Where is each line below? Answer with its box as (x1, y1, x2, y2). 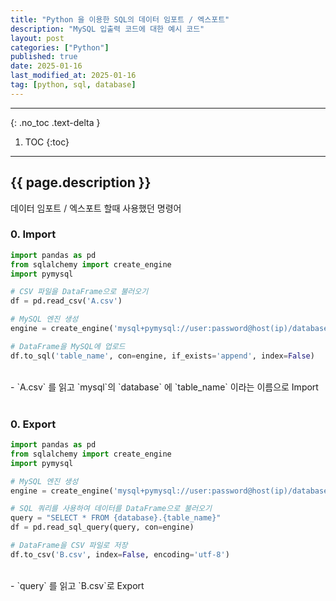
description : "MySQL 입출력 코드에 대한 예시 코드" (10, 24, 205, 34)
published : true (10, 52, 78, 62)
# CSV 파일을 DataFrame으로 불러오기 (10, 287, 149, 297)
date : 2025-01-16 (10, 61, 83, 71)
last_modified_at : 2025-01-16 (10, 71, 137, 81)
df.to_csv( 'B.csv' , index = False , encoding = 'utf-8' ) (10, 549, 230, 560)
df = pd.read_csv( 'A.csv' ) (10, 296, 123, 306)
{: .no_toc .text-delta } (10, 116, 101, 128)
